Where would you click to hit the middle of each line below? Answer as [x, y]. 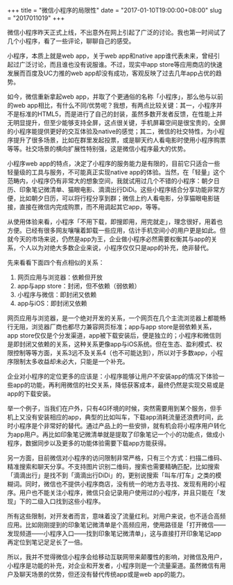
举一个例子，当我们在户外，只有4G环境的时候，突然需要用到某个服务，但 [112, 408]
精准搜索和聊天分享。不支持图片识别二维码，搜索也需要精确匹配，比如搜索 [113, 467]
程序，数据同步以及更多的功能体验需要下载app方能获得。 [89, 443]
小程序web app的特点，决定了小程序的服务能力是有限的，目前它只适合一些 [114, 163]
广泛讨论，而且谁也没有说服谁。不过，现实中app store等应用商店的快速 [121, 64]
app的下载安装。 [31, 394]
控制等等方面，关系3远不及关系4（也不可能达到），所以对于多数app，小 [115, 353]
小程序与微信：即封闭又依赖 [57, 295]
